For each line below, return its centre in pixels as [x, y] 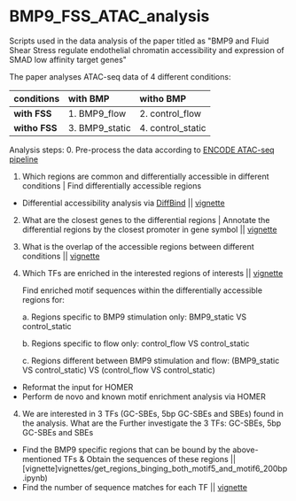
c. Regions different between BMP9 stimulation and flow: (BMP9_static [151, 360]
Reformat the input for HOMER [78, 387]
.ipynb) [35, 478]
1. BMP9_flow [97, 113]
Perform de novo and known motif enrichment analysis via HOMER [144, 397]
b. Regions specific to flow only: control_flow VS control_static [136, 343]
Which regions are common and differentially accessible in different [145, 176]
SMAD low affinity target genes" [68, 59]
